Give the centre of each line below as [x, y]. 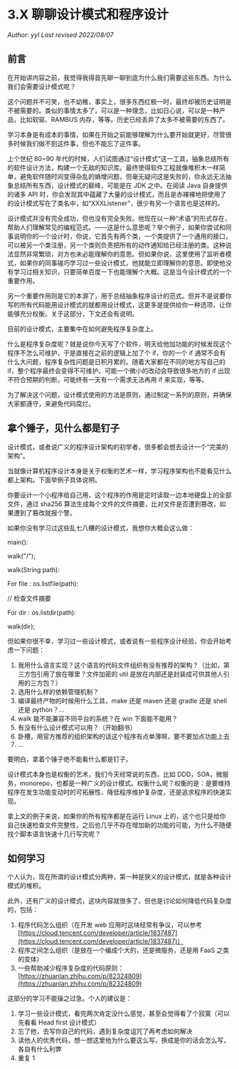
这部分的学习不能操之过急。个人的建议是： [70, 998]
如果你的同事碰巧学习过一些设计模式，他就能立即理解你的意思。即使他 [122, 263]
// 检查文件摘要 [30, 598]
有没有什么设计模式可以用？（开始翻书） [77, 727]
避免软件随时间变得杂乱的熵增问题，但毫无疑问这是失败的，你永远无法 [122, 176]
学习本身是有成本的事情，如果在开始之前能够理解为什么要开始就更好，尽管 [116, 134]
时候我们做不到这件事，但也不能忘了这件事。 [79, 143]
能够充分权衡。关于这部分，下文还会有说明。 [73, 314]
